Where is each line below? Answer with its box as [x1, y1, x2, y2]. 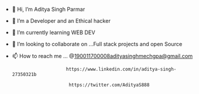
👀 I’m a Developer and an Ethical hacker [11, 17, 111, 24]
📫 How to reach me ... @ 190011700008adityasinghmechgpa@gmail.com [11, 53, 193, 59]
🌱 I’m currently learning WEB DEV [11, 29, 96, 36]
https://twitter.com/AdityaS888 [69, 82, 150, 88]
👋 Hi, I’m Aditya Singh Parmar [11, 6, 85, 13]
